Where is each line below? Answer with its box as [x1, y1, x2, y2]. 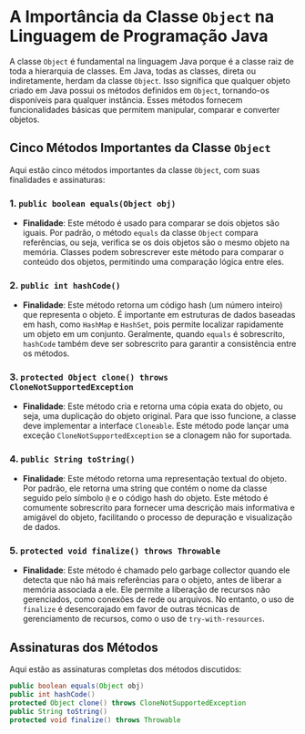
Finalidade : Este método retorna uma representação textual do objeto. [22, 473, 287, 484]
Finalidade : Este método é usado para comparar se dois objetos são [22, 218, 280, 229]
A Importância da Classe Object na [9, 6, 275, 27]
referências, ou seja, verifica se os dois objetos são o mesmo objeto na [22, 237, 290, 248]
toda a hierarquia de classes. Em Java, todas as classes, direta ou [9, 66, 257, 76]
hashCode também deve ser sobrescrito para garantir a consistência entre [22, 339, 297, 350]
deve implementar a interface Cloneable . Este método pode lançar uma [22, 420, 290, 431]
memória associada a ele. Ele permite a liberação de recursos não [22, 585, 270, 596]
